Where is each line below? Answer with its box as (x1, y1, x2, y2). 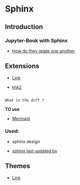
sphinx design (12, 139, 40, 144)
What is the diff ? (5, 98, 44, 102)
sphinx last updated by (12, 148, 58, 154)
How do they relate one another (12, 48, 75, 54)
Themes (5, 162, 30, 170)
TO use (5, 106, 20, 112)
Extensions (5, 62, 40, 71)
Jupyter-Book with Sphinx (5, 37, 68, 44)
